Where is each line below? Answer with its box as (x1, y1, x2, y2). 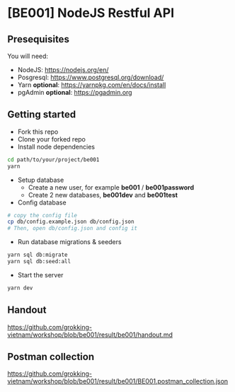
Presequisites (7, 33, 69, 45)
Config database (17, 198, 67, 207)
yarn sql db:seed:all (7, 258, 71, 265)
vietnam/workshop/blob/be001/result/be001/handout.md (7, 330, 173, 339)
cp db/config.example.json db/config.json (7, 218, 134, 226)
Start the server (17, 270, 64, 279)
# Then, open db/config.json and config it (7, 225, 138, 232)
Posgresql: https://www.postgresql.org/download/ (17, 73, 164, 81)
